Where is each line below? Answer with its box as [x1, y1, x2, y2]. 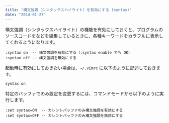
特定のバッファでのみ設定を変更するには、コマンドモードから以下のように [5, 90, 159, 96]
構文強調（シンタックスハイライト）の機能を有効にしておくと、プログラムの [5, 26, 163, 33]
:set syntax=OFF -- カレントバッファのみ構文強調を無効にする [5, 113, 123, 118]
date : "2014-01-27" [5, 12, 46, 17]
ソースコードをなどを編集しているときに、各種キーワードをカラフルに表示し [5, 33, 163, 39]
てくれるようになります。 [5, 39, 58, 45]
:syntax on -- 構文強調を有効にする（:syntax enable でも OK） [5, 50, 132, 55]
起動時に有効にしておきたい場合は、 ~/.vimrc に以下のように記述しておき [5, 65, 156, 71]
